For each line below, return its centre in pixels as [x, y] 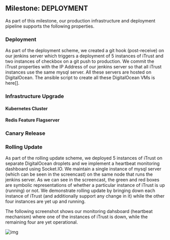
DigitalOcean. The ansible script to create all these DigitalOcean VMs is [80, 78]
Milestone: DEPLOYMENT [47, 8]
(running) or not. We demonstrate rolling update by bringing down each [80, 190]
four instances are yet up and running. [45, 202]
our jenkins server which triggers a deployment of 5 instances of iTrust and [84, 56]
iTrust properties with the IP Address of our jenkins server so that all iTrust [83, 67]
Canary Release [25, 133]
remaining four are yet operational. [42, 222]
